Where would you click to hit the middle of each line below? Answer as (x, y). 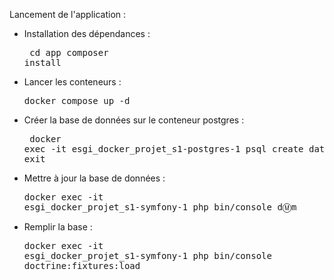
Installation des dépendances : (87, 33)
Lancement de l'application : (68, 14)
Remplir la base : (58, 227)
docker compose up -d (77, 100)
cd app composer (69, 52)
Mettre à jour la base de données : (94, 178)
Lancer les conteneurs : (72, 82)
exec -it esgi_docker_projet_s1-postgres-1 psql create (163, 149)
